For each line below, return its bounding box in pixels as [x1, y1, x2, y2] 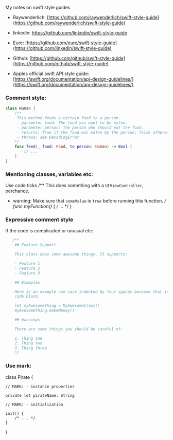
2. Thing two [14, 340, 43, 346]
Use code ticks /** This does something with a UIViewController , [5, 182, 144, 189]
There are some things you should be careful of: [14, 326, 124, 332]
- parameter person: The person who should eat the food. [16, 125, 144, 130]
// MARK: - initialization [5, 402, 63, 407]
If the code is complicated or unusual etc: [5, 228, 94, 234]
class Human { [5, 106, 36, 111]
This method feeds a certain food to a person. [16, 116, 121, 121]
